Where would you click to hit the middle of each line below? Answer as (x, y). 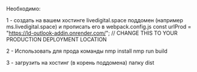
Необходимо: (23, 9)
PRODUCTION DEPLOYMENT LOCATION (56, 39)
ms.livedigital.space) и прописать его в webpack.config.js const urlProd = (99, 27)
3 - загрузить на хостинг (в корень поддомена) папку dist (80, 63)
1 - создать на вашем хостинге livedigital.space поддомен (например (95, 20)
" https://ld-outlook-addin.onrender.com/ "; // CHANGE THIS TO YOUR (92, 33)
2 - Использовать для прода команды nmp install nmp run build (87, 51)
